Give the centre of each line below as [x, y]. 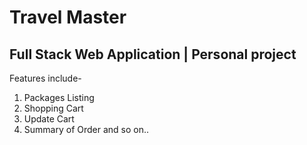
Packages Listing [59, 97]
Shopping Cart [53, 108]
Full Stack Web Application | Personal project [153, 54]
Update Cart [49, 119]
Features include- [45, 78]
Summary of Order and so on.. [86, 129]
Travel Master [68, 17]
